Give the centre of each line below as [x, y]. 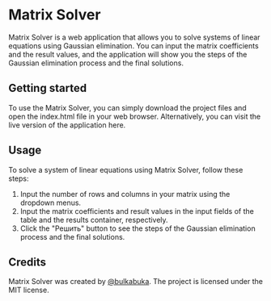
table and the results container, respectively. [94, 219]
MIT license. [29, 290]
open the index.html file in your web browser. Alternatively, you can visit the [135, 116]
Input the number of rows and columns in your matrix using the [125, 194]
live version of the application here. [67, 125]
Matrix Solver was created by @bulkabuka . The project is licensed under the [135, 282]
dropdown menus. [51, 203]
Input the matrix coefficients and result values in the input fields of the [137, 211]
